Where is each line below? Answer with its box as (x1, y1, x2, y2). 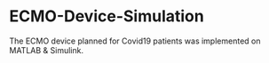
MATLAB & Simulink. (9, 44, 84, 55)
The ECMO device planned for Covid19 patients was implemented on (9, 35, 261, 46)
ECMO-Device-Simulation (9, 6, 204, 27)
